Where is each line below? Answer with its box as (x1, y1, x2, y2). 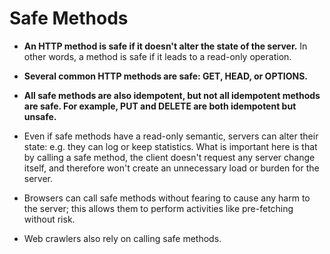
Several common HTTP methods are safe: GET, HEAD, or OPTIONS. (23, 70, 309, 82)
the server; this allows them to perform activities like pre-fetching (23, 202, 294, 214)
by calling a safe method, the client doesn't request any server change (23, 151, 316, 163)
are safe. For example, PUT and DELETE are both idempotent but (23, 100, 297, 112)
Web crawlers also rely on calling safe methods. (23, 232, 222, 244)
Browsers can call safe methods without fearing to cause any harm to (23, 192, 311, 204)
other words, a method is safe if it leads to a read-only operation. (23, 50, 292, 62)
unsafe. (23, 110, 57, 122)
